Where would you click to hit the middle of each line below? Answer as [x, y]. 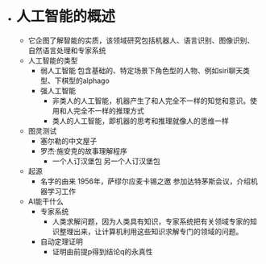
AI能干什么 [46, 201]
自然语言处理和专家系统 [67, 50]
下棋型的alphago [82, 80]
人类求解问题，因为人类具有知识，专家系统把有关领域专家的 [151, 221]
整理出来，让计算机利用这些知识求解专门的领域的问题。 [151, 231]
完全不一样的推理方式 [109, 110]
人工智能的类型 [53, 60]
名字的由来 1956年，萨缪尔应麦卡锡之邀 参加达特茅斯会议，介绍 [145, 181]
